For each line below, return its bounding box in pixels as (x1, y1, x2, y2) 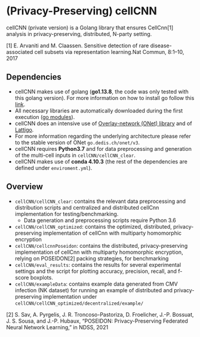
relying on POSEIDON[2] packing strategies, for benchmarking (14, 254, 169, 262)
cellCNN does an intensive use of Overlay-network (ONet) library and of (14, 120, 192, 127)
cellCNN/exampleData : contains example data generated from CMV (14, 280, 178, 287)
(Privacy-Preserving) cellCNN (6, 4, 157, 18)
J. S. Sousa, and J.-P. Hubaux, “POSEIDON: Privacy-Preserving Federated (6, 317, 188, 324)
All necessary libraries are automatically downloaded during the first (14, 107, 183, 114)
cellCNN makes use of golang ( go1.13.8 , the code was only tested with (14, 88, 189, 95)
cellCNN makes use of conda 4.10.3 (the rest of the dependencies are (14, 157, 188, 165)
